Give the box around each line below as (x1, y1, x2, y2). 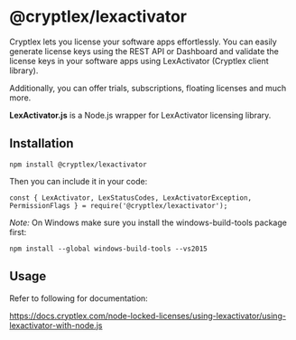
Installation (9, 136, 74, 151)
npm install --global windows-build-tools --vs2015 (9, 244, 208, 253)
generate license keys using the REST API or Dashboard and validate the (9, 45, 280, 56)
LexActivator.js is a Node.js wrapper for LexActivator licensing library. (9, 109, 272, 120)
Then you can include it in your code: (9, 175, 148, 186)
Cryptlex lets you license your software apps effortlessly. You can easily (9, 36, 277, 47)
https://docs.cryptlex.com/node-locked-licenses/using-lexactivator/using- (9, 310, 287, 321)
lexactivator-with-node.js (9, 319, 103, 331)
